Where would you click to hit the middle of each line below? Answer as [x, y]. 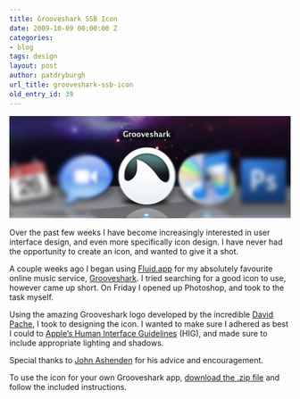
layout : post [33, 66]
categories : [31, 37]
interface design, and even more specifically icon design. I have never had [146, 242]
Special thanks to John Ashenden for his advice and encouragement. [136, 360]
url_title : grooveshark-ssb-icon [71, 85]
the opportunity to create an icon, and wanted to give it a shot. [124, 251]
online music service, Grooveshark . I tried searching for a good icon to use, [148, 278]
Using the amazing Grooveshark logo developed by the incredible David [142, 314]
